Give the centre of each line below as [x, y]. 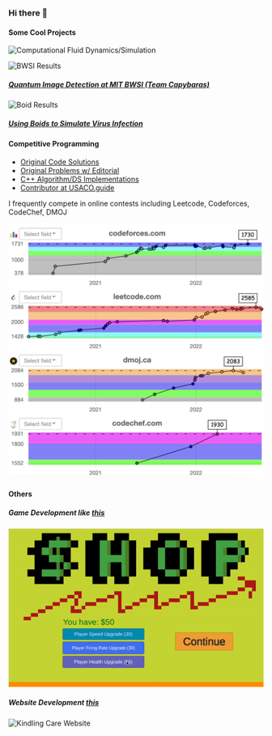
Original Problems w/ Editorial [70, 170]
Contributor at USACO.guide [67, 187]
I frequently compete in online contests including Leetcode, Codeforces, [129, 203]
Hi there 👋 [28, 13]
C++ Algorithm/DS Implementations [79, 179]
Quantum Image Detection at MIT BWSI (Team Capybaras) [109, 84]
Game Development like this [57, 513]
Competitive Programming [54, 144]
